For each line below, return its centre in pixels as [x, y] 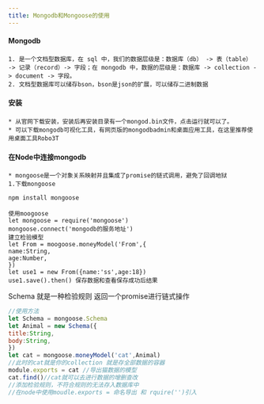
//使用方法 [24, 311]
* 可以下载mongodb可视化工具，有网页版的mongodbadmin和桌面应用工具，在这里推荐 [128, 130]
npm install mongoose [44, 198]
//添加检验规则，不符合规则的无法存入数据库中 [74, 385]
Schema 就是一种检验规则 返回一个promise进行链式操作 [99, 296]
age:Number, [28, 258]
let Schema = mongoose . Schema [58, 318]
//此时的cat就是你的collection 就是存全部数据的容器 [87, 363]
